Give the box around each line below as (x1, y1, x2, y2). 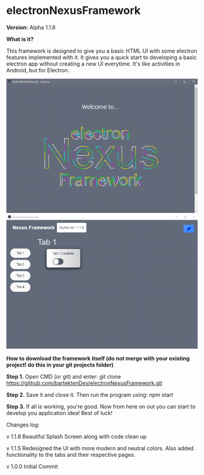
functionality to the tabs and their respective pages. (6, 451, 135, 458)
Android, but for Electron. (6, 66, 70, 73)
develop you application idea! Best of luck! (6, 409, 113, 416)
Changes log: (6, 421, 40, 428)
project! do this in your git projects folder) (6, 361, 114, 368)
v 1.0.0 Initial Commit (6, 462, 58, 470)
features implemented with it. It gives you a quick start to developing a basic (6, 53, 197, 61)
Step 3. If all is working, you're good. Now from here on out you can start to (6, 403, 196, 410)
